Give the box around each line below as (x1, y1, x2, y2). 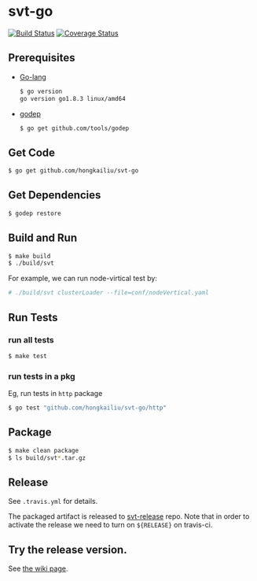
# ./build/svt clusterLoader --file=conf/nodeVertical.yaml (8, 289, 210, 297)
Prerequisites (8, 51, 75, 65)
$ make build (8, 252, 51, 260)
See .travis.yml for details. (8, 497, 98, 506)
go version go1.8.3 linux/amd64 (19, 94, 126, 102)
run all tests (8, 334, 54, 345)
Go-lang (19, 72, 47, 81)
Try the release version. (8, 542, 127, 557)
